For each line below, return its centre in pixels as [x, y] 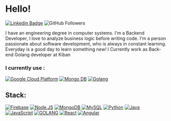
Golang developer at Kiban [43, 55]
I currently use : [25, 68]
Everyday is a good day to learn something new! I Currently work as [77, 49]
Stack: [16, 95]
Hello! [18, 9]
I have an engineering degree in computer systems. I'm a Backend [75, 33]
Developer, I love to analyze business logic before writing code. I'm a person [86, 38]
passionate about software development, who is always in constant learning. [86, 43]
